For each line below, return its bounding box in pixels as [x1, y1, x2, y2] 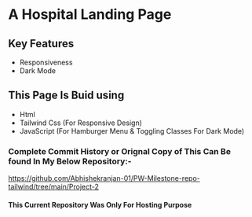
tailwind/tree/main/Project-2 [8, 182, 100, 192]
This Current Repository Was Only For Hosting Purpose [8, 200, 192, 209]
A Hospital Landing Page [8, 6, 172, 24]
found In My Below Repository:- [8, 156, 132, 167]
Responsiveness [19, 57, 73, 67]
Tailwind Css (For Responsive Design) [19, 118, 143, 127]
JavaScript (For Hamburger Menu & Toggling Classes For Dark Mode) [19, 126, 245, 135]
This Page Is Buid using [8, 89, 125, 102]
